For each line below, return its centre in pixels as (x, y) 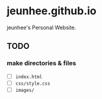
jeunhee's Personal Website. (42, 27)
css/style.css (33, 83)
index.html (29, 77)
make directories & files (42, 63)
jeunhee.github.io (52, 11)
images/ (25, 90)
